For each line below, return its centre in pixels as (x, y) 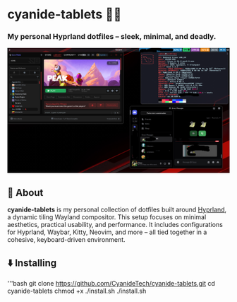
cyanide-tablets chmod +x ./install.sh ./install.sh (77, 291)
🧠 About (25, 193)
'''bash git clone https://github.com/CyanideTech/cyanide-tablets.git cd (111, 284)
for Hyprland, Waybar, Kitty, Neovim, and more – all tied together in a (107, 232)
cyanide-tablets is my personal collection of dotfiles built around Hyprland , (117, 210)
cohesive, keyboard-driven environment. (66, 240)
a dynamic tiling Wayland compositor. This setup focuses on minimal (107, 217)
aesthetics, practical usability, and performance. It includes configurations (115, 225)
